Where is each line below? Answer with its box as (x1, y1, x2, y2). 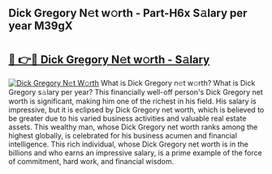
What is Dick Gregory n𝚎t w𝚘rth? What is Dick (100, 79, 256, 87)
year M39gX (8, 19, 73, 33)
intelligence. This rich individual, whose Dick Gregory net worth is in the (8, 139, 249, 149)
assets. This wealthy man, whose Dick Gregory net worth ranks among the (8, 122, 258, 132)
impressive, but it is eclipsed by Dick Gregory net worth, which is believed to (8, 105, 265, 114)
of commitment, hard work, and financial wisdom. (8, 157, 175, 166)
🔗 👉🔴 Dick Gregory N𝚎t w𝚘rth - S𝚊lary (8, 53, 210, 66)
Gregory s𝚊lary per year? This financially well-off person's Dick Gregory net (8, 87, 264, 96)
